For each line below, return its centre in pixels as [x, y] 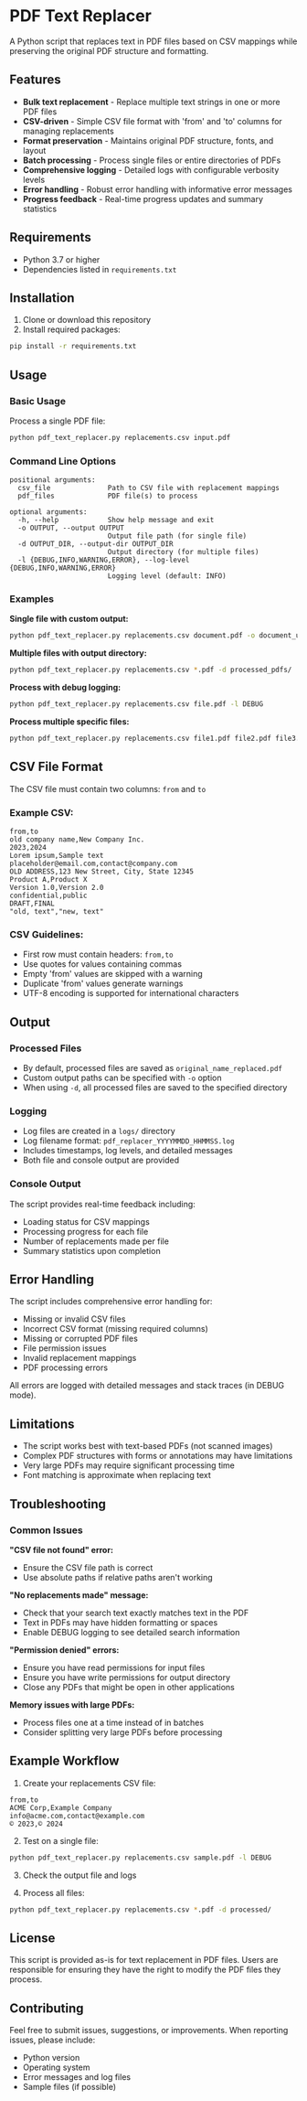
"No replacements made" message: [79, 1595]
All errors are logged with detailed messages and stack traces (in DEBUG [147, 1386]
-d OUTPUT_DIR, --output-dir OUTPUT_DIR [95, 544]
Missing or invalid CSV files [74, 1319]
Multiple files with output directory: [79, 653]
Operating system [56, 2067]
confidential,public [49, 896]
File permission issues [64, 1348]
